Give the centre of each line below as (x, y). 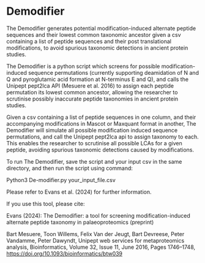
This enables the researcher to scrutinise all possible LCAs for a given (94, 143)
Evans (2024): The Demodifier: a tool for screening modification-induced (99, 215)
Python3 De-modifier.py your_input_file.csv (61, 180)
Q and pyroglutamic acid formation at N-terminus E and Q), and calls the (97, 79)
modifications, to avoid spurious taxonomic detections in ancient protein (97, 48)
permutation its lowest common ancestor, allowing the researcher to (92, 92)
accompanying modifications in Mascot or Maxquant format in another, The (101, 123)
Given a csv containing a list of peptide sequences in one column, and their (101, 117)
